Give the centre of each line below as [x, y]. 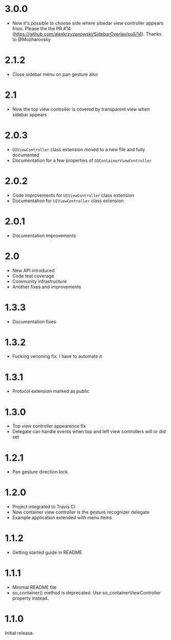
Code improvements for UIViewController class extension [73, 195]
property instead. [30, 598]
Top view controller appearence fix [49, 426]
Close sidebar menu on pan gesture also [55, 74]
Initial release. [19, 633]
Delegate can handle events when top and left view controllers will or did [89, 432]
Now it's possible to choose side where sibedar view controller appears [88, 23]
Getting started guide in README [47, 552]
